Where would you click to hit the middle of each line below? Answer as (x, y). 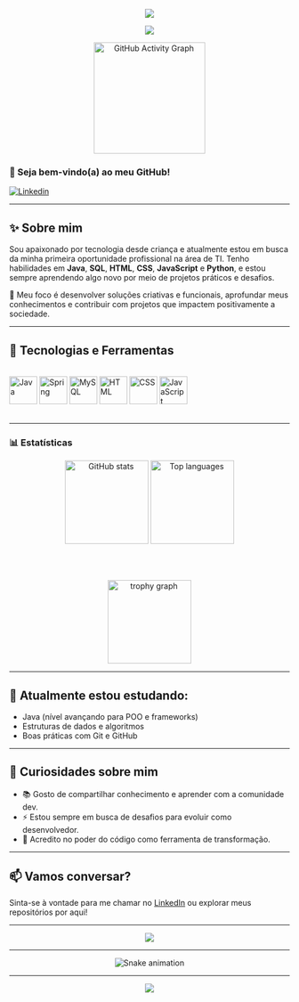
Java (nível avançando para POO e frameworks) (110, 717)
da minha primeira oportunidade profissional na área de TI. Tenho (129, 259)
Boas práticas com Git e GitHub (80, 736)
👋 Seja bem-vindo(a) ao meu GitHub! (90, 172)
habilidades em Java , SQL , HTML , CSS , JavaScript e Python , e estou (137, 268)
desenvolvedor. (50, 829)
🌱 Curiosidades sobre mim (84, 772)
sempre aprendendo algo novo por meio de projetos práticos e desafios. (142, 278)
